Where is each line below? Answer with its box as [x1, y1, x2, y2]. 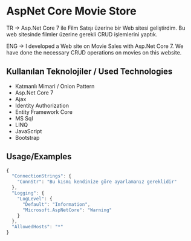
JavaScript [15, 127, 42, 134]
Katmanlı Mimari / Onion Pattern [15, 82, 95, 90]
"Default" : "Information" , [22, 201, 91, 207]
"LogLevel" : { [17, 196, 53, 202]
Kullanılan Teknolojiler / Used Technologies [6, 67, 173, 77]
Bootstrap [15, 134, 40, 141]
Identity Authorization [15, 102, 70, 109]
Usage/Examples [6, 151, 72, 162]
